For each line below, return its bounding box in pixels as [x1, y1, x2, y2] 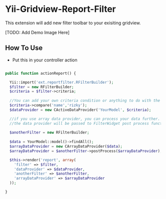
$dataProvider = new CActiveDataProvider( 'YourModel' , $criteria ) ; [9, 107, 152, 112]
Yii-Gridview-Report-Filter [5, 3, 116, 15]
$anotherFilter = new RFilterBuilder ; [9, 130, 90, 135]
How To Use [5, 44, 43, 52]
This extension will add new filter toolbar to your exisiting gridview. [5, 20, 141, 26]
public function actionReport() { [5, 71, 77, 76]
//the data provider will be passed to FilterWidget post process [9, 121, 149, 126]
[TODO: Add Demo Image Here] [5, 29, 70, 35]
